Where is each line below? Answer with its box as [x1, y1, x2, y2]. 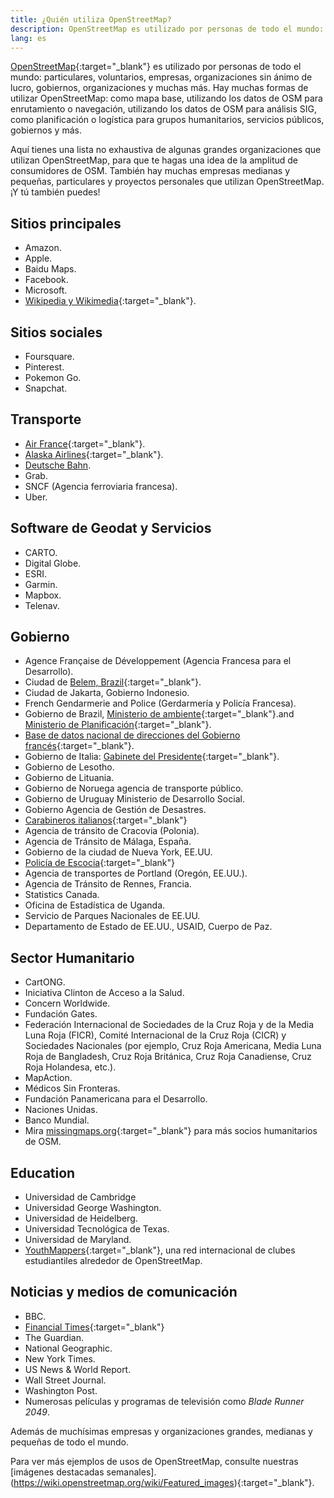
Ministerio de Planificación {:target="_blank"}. [24, 719, 212, 731]
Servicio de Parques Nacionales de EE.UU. [24, 910, 201, 922]
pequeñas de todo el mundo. [10, 1436, 129, 1448]
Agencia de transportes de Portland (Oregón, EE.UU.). [24, 867, 248, 880]
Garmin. [24, 578, 58, 590]
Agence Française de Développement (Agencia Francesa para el [24, 655, 292, 667]
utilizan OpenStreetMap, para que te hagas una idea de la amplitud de [10, 154, 298, 166]
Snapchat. [24, 382, 68, 394]
